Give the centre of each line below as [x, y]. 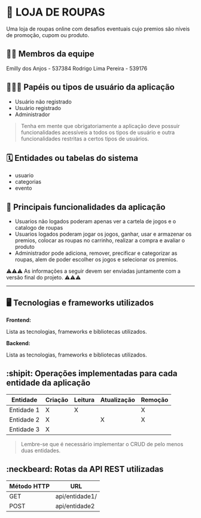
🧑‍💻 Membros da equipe [50, 54]
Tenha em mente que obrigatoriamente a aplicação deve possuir [100, 126]
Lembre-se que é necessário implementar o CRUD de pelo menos [102, 444]
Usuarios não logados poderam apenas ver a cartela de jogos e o [95, 221]
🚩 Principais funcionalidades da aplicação [86, 207]
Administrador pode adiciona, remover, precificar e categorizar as [96, 253]
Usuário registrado [38, 108]
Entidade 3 [25, 429]
